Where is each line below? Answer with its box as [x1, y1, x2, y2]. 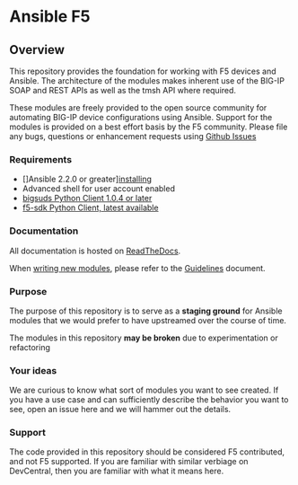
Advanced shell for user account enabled [22, 183, 175, 194]
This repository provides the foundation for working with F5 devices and [9, 66, 276, 76]
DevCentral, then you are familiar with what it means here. [9, 465, 224, 477]
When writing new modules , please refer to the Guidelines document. [9, 262, 267, 273]
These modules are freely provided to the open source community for [9, 102, 267, 113]
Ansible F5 [9, 6, 92, 27]
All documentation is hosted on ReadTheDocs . [9, 245, 181, 256]
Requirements [9, 153, 73, 165]
